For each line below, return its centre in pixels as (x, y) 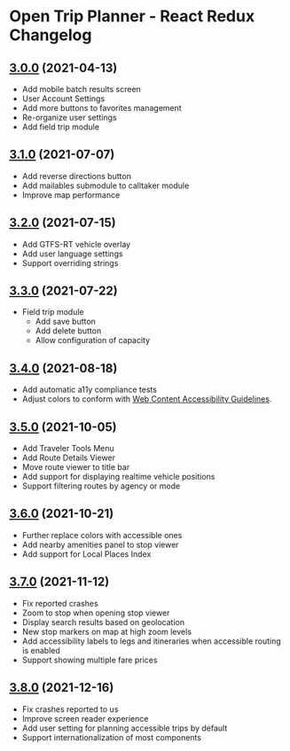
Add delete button (68, 331)
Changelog (51, 35)
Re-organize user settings (69, 117)
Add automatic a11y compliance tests (90, 390)
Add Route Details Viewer (69, 458)
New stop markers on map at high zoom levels (107, 631)
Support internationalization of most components (112, 737)
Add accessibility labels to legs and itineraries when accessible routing (151, 641)
